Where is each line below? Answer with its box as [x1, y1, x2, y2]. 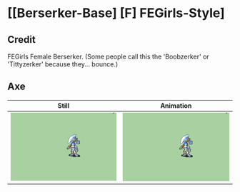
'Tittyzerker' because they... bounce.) [7, 60, 119, 69]
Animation [160, 101, 192, 110]
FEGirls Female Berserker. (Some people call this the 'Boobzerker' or [7, 52, 209, 61]
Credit [7, 34, 36, 46]
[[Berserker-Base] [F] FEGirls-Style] [7, 5, 225, 21]
